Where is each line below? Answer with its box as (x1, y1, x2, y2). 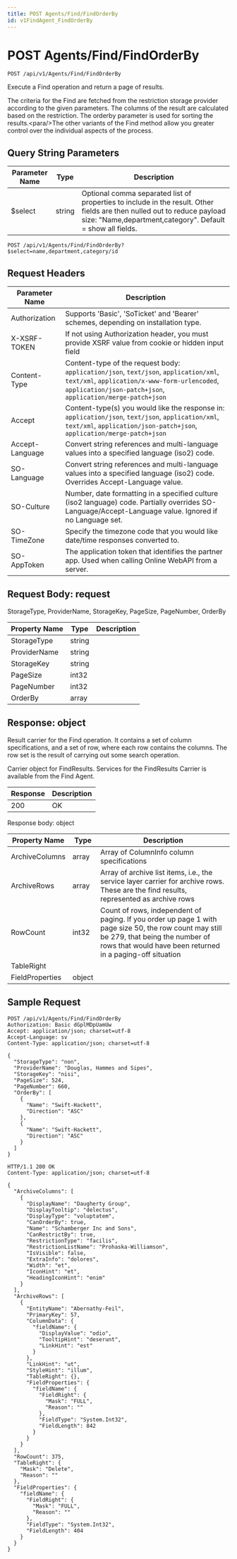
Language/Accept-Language (65, 506, 162, 516)
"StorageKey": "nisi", (13, 1070, 80, 1077)
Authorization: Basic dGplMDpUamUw (7, 1021, 112, 1028)
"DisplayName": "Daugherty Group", (25, 1200, 131, 1207)
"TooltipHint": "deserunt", (38, 1335, 121, 1343)
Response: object (7, 717, 86, 729)
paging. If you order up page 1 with (99, 914, 217, 924)
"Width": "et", (25, 1261, 71, 1269)
